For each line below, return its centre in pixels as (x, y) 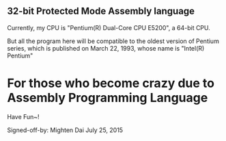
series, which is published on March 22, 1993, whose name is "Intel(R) (106, 48)
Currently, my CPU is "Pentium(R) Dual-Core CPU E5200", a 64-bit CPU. (109, 27)
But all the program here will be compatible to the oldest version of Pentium (113, 41)
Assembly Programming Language (108, 98)
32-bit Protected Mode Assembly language (101, 11)
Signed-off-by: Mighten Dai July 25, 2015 (65, 130)
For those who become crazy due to (111, 83)
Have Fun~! (23, 116)
